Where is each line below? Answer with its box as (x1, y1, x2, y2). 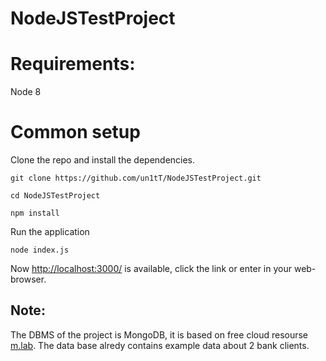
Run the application (10, 226, 90, 238)
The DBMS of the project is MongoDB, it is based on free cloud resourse (10, 328, 309, 341)
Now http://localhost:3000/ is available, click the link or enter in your (10, 263, 292, 275)
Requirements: (10, 53, 136, 76)
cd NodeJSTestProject (10, 191, 101, 201)
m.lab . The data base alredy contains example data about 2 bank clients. (10, 339, 310, 351)
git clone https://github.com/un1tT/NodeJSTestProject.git (10, 173, 262, 184)
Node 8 (10, 86, 42, 98)
